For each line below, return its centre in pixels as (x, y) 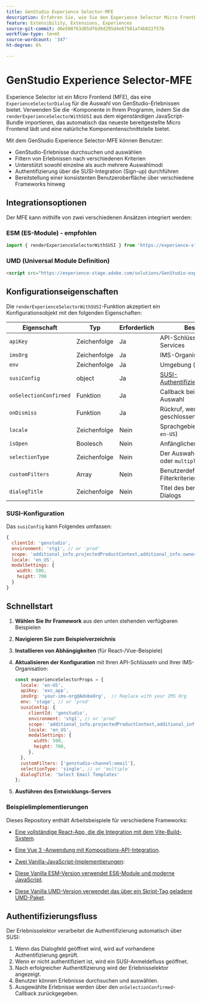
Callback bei (177, 392)
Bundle (15, 122)
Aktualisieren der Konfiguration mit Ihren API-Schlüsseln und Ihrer (98, 662)
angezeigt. (28, 974)
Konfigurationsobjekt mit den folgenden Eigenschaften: (74, 312)
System (24, 838)
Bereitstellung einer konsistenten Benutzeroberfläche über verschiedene (104, 177)
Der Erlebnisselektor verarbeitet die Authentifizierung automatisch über (94, 931)
